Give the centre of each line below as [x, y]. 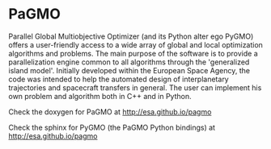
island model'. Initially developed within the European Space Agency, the [129, 70]
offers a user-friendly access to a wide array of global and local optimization [135, 44]
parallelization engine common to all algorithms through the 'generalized [129, 62]
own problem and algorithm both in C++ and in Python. [100, 96]
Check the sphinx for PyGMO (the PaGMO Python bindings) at [112, 127]
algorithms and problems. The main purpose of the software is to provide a [133, 53]
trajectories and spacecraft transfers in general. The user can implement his [135, 87]
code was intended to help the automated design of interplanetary [119, 79]
